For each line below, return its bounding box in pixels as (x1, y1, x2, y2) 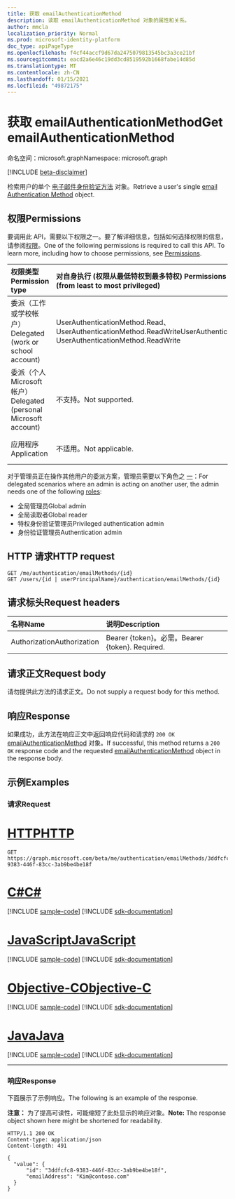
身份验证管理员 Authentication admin (17, 528, 122, 536)
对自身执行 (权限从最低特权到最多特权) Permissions (55, 272, 227, 281)
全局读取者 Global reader (17, 510, 88, 519)
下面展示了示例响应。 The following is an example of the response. (7, 1093, 198, 1102)
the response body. (7, 754, 64, 762)
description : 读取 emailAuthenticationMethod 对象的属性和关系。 (7, 17, 190, 24)
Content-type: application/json (7, 1136, 101, 1143)
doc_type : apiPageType (7, 43, 73, 50)
